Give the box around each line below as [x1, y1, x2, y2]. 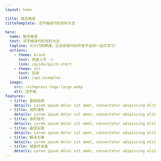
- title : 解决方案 [9, 135, 45, 140]
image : [9, 80, 23, 85]
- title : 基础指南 [9, 98, 45, 103]
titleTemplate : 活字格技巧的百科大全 [5, 21, 76, 26]
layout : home [5, 7, 32, 12]
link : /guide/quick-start [18, 62, 72, 66]
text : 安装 [18, 71, 40, 76]
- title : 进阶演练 [9, 107, 45, 112]
